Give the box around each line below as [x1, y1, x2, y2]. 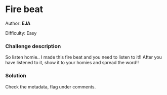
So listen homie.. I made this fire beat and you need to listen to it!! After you [5, 54, 162, 60]
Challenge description [5, 42, 61, 50]
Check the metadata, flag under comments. [5, 83, 96, 89]
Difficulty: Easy [5, 30, 37, 36]
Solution [5, 72, 27, 79]
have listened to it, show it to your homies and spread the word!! [5, 60, 139, 66]
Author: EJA [5, 20, 31, 26]
